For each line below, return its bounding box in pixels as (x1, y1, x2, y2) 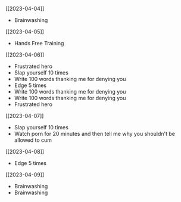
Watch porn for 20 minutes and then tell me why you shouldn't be (14, 130, 176, 137)
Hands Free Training (14, 40, 64, 46)
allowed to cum (14, 136, 52, 144)
